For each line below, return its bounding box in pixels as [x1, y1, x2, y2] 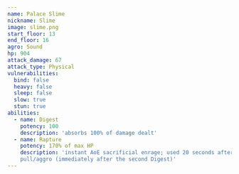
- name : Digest [14, 116, 59, 123]
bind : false [14, 76, 50, 84]
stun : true [14, 103, 46, 110]
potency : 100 [20, 122, 59, 130]
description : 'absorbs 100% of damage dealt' [20, 129, 158, 136]
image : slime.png [7, 23, 59, 31]
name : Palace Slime [7, 10, 65, 18]
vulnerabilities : [7, 70, 59, 77]
